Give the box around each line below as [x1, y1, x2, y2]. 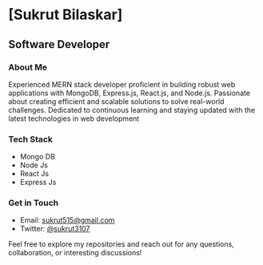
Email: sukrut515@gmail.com [19, 215, 115, 225]
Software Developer [8, 38, 110, 51]
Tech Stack [8, 134, 54, 145]
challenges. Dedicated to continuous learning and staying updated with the [8, 105, 256, 114]
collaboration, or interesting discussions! [8, 248, 142, 258]
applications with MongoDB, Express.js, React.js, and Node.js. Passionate [8, 88, 250, 98]
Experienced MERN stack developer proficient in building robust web [8, 79, 236, 89]
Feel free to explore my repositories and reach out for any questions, [8, 239, 234, 249]
